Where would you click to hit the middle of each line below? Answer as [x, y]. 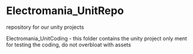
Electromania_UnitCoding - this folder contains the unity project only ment [96, 38]
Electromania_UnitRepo [65, 11]
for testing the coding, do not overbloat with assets [69, 45]
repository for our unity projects [45, 27]
